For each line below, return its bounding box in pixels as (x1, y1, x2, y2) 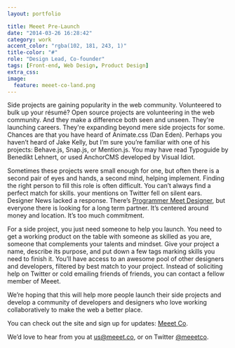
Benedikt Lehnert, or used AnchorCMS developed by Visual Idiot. (7, 153, 196, 161)
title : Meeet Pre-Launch (7, 22, 80, 30)
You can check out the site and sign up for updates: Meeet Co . (7, 319, 188, 328)
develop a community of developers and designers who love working (7, 298, 207, 307)
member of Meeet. (7, 277, 61, 286)
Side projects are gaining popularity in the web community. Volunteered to (7, 101, 222, 109)
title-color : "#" (7, 49, 58, 56)
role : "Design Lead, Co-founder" (7, 55, 105, 63)
